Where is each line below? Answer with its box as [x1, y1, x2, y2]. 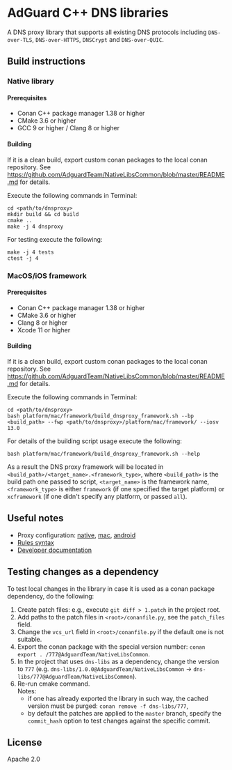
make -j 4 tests [7, 249, 54, 256]
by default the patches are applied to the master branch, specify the [27, 709, 222, 717]
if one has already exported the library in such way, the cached [27, 694, 208, 702]
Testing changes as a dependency [7, 566, 159, 578]
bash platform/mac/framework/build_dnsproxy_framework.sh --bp [7, 413, 194, 419]
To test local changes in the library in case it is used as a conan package [7, 584, 215, 593]
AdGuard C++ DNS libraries [7, 5, 169, 21]
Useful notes [7, 512, 64, 524]
